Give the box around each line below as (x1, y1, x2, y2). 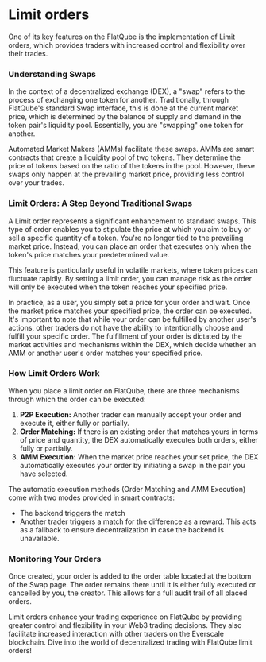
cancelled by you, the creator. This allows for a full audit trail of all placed (8, 588, 248, 598)
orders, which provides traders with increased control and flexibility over (8, 40, 246, 49)
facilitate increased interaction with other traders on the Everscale (8, 629, 225, 639)
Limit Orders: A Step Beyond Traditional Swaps (8, 198, 193, 209)
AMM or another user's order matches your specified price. (8, 348, 203, 358)
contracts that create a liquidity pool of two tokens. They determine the (8, 153, 241, 162)
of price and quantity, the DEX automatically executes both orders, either (19, 435, 259, 444)
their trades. (8, 48, 48, 58)
